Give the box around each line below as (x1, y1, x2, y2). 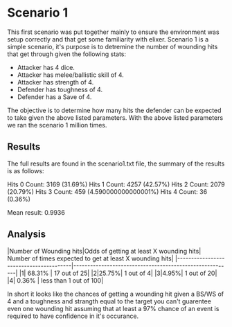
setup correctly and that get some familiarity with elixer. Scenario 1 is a (7, 35, 209, 43)
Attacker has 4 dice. (17, 63, 75, 71)
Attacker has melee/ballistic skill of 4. (17, 71, 125, 79)
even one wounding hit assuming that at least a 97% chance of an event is (7, 304, 220, 312)
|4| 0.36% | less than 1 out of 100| (7, 276, 104, 285)
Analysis (7, 229, 46, 240)
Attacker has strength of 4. (17, 78, 94, 86)
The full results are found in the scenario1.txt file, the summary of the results (7, 159, 225, 168)
